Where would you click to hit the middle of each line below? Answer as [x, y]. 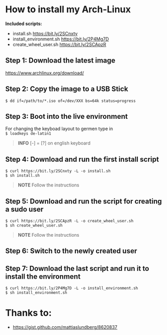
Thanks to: [29, 313]
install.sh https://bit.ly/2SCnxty [45, 33]
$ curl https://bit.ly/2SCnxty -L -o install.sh [58, 171]
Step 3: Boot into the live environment [67, 116]
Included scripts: [24, 24]
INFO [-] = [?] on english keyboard [54, 143]
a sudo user [24, 209]
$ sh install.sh [22, 176]
